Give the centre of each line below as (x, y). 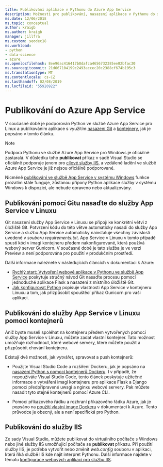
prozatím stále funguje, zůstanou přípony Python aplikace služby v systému (81, 183)
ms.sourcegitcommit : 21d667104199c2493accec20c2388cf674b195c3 (70, 68)
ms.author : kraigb (24, 32)
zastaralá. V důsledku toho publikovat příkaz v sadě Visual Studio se (74, 158)
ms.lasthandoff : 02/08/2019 (33, 81)
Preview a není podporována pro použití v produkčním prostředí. (69, 253)
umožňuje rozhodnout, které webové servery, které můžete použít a (73, 343)
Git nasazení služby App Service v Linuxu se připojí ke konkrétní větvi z (76, 222)
